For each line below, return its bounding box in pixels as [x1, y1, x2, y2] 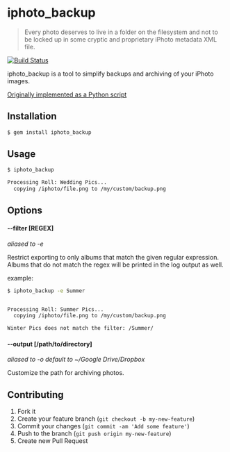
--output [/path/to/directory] [7, 340, 92, 348]
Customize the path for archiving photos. [7, 369, 124, 377]
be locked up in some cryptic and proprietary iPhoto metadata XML [24, 35, 217, 43]
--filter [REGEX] [7, 224, 54, 233]
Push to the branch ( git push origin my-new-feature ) [17, 429, 172, 438]
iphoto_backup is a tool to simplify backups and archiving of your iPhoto [7, 69, 214, 78]
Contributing [7, 389, 64, 401]
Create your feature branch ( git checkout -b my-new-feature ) [17, 415, 195, 423]
